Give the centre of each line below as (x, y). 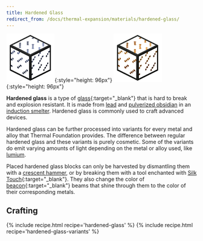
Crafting (22, 211)
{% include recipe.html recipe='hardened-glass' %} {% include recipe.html (100, 225)
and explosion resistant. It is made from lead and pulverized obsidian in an (99, 104)
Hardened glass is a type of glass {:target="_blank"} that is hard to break (97, 98)
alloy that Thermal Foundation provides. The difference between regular (96, 135)
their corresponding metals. (41, 192)
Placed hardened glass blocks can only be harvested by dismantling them (98, 166)
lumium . (16, 154)
